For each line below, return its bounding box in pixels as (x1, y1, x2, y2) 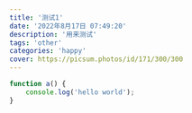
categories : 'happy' (9, 47, 87, 56)
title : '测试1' (9, 13, 64, 22)
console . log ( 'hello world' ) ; (25, 87, 135, 97)
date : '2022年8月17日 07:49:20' (9, 22, 127, 30)
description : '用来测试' (9, 30, 97, 39)
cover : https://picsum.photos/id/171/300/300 (9, 55, 183, 64)
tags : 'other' (9, 38, 63, 48)
